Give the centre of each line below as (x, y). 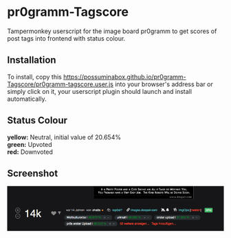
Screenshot (33, 173)
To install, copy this (34, 77)
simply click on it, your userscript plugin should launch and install (100, 91)
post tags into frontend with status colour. (66, 38)
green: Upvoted (30, 144)
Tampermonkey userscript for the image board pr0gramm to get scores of (112, 31)
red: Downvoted (30, 152)
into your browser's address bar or (164, 84)
